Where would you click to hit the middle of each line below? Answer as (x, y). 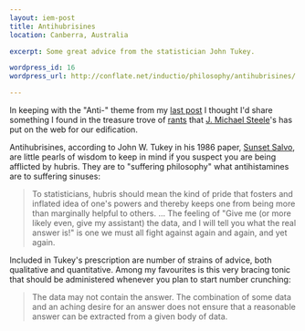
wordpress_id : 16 (42, 68)
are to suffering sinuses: (55, 176)
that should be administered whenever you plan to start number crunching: (150, 279)
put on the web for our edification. (74, 129)
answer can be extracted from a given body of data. (130, 316)
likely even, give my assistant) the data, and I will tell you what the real (164, 223)
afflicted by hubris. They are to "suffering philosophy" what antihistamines (149, 166)
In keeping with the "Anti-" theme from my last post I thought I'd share (141, 110)
